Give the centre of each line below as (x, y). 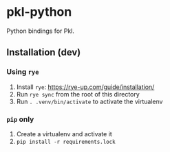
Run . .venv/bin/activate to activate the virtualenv (89, 101)
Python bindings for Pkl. (41, 31)
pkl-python (39, 12)
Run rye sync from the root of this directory (78, 94)
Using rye (23, 72)
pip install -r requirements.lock (66, 142)
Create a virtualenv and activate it (64, 134)
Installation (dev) (44, 52)
